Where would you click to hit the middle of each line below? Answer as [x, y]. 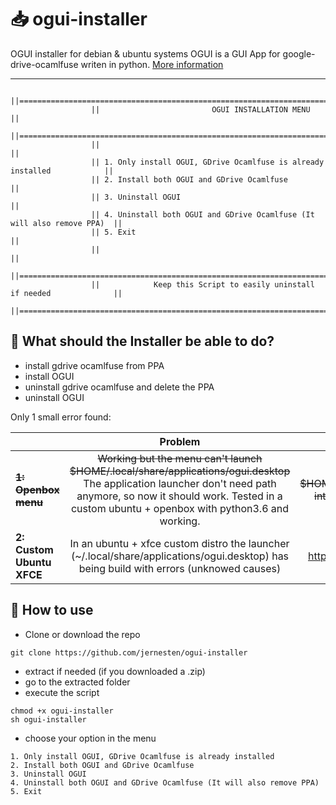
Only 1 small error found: [61, 417]
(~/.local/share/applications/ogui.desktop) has [180, 556]
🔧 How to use [52, 610]
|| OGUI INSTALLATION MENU [200, 109]
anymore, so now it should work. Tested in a [179, 496]
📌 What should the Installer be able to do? [142, 341]
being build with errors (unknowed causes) [180, 568]
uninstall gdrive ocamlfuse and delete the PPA [119, 387]
